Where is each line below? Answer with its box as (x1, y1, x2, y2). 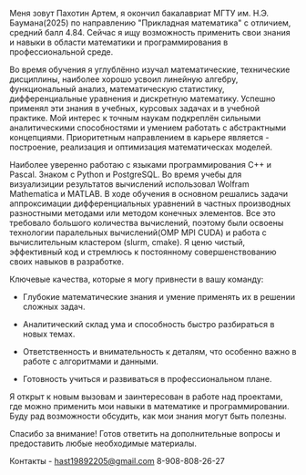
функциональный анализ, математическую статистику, (9, 84, 225, 94)
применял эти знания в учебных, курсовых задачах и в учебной (9, 103, 260, 113)
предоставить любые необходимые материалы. (9, 438, 198, 449)
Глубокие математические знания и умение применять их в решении (22, 292, 296, 302)
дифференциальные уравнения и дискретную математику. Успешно (9, 93, 276, 104)
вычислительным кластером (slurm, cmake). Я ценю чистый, (9, 237, 246, 247)
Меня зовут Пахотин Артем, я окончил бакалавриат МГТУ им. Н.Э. (9, 8, 270, 18)
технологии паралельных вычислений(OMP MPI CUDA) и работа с (9, 227, 267, 238)
